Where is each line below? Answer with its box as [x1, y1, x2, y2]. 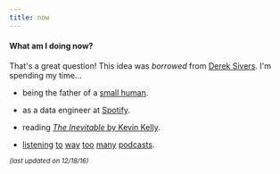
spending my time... [9, 70, 82, 80]
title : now [9, 12, 50, 22]
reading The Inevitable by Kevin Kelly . [21, 121, 161, 132]
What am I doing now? [9, 41, 94, 52]
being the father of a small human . [21, 87, 149, 98]
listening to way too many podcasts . [21, 139, 155, 150]
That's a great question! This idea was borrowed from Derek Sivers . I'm [9, 60, 272, 71]
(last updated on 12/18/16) [9, 156, 89, 165]
